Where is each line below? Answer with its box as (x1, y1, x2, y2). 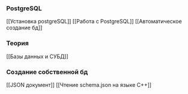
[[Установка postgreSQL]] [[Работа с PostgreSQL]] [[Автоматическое (6, 18, 182, 25)
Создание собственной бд (6, 68, 88, 76)
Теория (6, 39, 29, 47)
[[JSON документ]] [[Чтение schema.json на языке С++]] (6, 81, 152, 88)
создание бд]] (6, 24, 43, 31)
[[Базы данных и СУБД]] (6, 53, 69, 60)
